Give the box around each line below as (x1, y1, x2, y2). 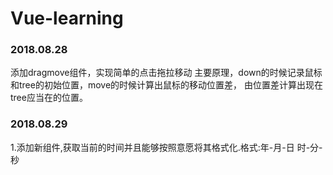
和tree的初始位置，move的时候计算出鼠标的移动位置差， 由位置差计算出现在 (10, 79, 324, 91)
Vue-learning (10, 7, 124, 30)
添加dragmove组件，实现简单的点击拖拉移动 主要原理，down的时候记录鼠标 (10, 67, 323, 79)
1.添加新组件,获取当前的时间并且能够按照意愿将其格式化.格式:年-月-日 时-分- (10, 141, 323, 153)
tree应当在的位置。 (10, 92, 88, 104)
